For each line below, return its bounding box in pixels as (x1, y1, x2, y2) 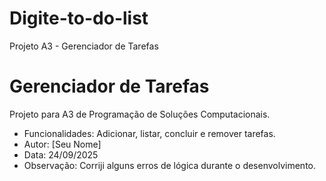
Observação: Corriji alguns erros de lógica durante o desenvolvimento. (23, 159, 317, 171)
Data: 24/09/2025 (23, 148, 99, 161)
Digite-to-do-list (9, 7, 149, 30)
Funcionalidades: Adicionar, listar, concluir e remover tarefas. (23, 127, 276, 139)
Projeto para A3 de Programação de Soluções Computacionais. (9, 108, 271, 120)
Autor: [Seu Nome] (23, 138, 102, 150)
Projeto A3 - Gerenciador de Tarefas (9, 40, 159, 52)
